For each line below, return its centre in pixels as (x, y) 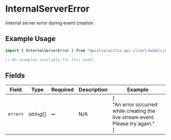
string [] (38, 114)
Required (62, 90)
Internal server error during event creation (49, 23)
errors (16, 114)
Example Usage (31, 39)
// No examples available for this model (50, 60)
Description (93, 90)
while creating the (134, 111)
